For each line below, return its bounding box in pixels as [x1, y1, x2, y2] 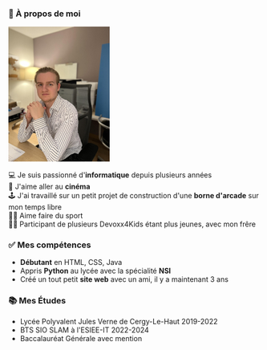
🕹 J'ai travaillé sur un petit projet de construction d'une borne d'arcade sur [8, 191, 259, 201]
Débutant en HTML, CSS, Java [19, 258, 123, 267]
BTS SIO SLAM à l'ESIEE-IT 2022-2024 [19, 325, 150, 335]
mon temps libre [8, 202, 63, 212]
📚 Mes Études [8, 295, 67, 307]
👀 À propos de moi [8, 8, 82, 19]
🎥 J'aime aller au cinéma [8, 181, 91, 192]
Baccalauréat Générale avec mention [19, 333, 143, 343]
